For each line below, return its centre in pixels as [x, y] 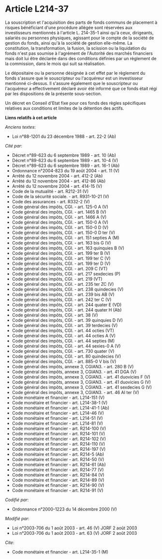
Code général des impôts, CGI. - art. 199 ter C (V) [61, 258]
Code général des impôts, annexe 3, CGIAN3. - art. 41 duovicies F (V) [81, 377]
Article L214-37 [37, 9]
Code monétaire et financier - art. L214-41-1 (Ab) [61, 408]
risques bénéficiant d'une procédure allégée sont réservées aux [69, 27]
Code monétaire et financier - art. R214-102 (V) [59, 439]
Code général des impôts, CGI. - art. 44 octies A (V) [64, 335]
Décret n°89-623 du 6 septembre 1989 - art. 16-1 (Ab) [66, 165]
